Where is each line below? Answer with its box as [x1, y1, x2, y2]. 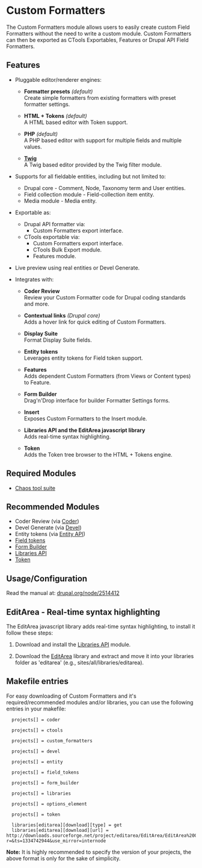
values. [23, 143, 42, 150]
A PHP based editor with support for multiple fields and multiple [23, 137, 182, 144]
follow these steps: [6, 629, 53, 636]
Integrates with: [14, 275, 54, 283]
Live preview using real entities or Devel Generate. [14, 264, 140, 271]
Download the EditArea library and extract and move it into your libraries [14, 653, 194, 659]
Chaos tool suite [14, 484, 56, 491]
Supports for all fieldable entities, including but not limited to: [14, 173, 167, 180]
